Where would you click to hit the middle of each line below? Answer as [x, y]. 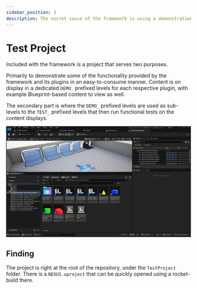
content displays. [27, 118]
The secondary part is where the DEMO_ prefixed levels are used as [86, 106]
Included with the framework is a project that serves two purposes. [87, 64]
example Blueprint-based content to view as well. [66, 94]
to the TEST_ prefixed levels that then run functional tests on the [98, 112]
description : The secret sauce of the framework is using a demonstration [99, 18]
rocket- [181, 274]
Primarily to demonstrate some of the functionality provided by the [86, 76]
